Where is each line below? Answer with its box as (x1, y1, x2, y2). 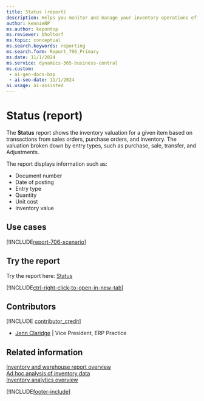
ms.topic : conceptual (6, 37, 61, 43)
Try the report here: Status (6, 272, 73, 279)
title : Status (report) (6, 9, 67, 15)
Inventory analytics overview (6, 376, 78, 384)
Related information (6, 347, 83, 357)
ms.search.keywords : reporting (6, 43, 86, 49)
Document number (15, 172, 63, 179)
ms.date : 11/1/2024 (6, 54, 56, 60)
